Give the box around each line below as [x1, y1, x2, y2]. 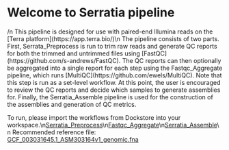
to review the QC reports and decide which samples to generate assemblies [7, 86, 221, 94]
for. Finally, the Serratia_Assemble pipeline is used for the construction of [7, 92, 213, 101]
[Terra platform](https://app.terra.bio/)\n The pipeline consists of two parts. [7, 34, 220, 42]
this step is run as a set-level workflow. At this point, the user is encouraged [7, 78, 221, 86]
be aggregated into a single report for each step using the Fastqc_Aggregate [7, 64, 223, 72]
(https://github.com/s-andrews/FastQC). [7, 56, 121, 64]
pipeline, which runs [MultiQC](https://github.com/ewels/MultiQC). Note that [7, 71, 222, 79]
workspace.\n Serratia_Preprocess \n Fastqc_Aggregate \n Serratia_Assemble [7, 121, 217, 129]
